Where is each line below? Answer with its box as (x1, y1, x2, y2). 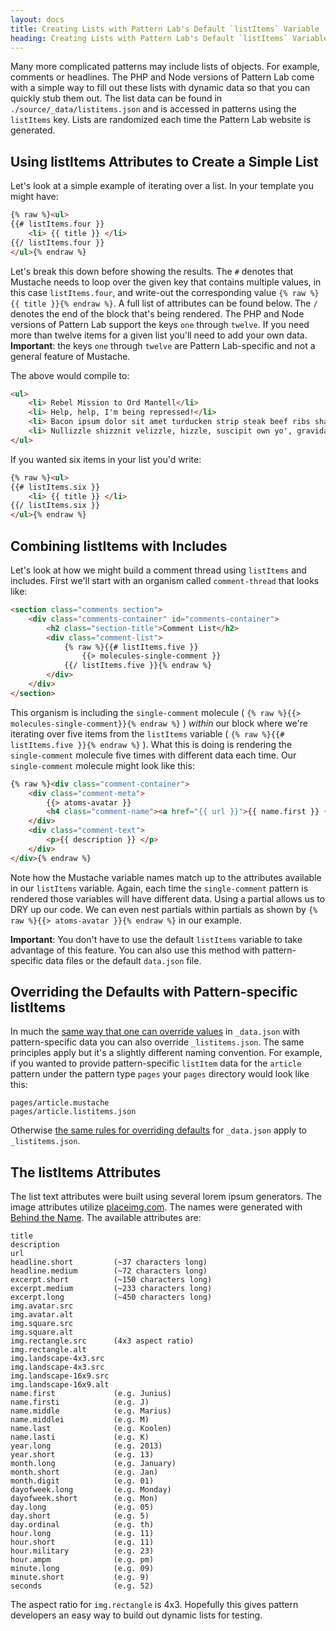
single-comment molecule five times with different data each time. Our (10, 749, 297, 761)
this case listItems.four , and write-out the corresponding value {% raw (10, 286, 307, 298)
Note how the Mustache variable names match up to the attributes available (10, 871, 322, 883)
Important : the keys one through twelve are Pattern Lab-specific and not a (10, 339, 316, 351)
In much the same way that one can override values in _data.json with (10, 1026, 300, 1038)
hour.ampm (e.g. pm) (10, 1555, 155, 1565)
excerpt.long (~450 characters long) (10, 1292, 213, 1303)
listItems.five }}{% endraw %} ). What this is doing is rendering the (10, 738, 293, 750)
